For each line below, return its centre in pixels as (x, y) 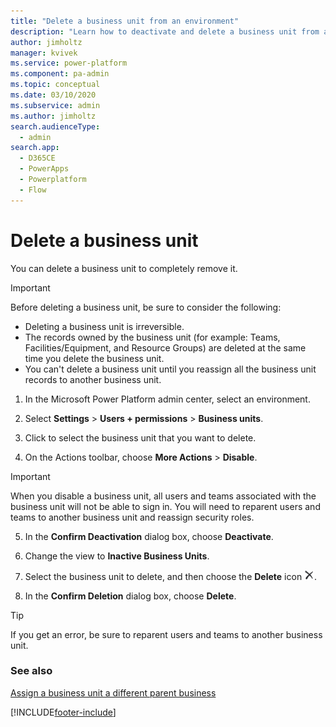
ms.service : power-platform (69, 63)
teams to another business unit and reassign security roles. (132, 517)
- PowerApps (44, 169)
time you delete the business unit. (94, 358)
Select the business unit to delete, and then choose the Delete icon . (171, 576)
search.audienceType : (55, 126)
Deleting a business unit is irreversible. (104, 326)
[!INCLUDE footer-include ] (63, 712)
